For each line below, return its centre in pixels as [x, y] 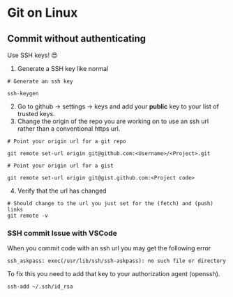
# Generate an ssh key [40, 81]
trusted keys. [36, 114]
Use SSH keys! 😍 [32, 55]
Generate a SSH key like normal [63, 69]
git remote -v [28, 216]
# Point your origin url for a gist [60, 166]
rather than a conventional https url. [69, 129]
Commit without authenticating [77, 39]
